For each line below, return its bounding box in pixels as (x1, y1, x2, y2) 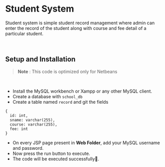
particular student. (5, 30, 44, 36)
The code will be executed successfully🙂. (12, 155, 99, 162)
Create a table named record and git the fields (12, 99, 108, 105)
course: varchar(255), (10, 122, 58, 127)
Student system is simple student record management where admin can (5, 20, 155, 26)
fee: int (10, 126, 28, 132)
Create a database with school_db (12, 93, 83, 99)
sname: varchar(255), (10, 117, 56, 122)
